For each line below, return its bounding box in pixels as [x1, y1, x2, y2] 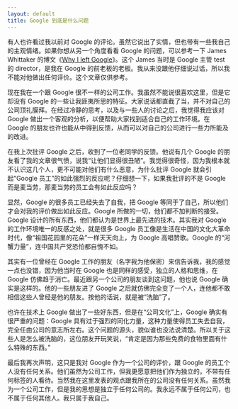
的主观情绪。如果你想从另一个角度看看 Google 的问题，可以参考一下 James [7, 46, 227, 55]
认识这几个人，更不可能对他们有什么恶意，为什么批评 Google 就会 [13, 164, 206, 174]
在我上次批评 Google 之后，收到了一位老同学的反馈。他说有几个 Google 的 [7, 147, 225, 156]
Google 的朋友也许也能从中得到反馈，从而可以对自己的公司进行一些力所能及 [7, 123, 229, 132]
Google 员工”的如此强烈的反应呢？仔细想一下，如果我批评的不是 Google [16, 174, 226, 182]
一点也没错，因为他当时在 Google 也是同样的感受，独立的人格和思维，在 [7, 266, 218, 274]
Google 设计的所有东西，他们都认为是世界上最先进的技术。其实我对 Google [7, 215, 227, 224]
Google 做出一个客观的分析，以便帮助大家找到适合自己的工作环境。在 [7, 114, 210, 123]
